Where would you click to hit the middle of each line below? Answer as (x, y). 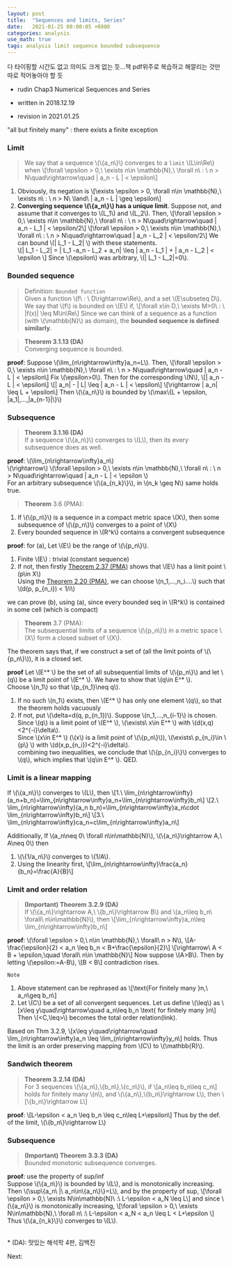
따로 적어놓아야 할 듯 (35, 75)
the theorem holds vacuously (59, 708)
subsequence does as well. (63, 447)
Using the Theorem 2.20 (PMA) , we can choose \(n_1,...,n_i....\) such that (121, 581)
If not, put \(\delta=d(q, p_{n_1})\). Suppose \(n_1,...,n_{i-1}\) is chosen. (117, 715)
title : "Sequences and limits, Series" (67, 20)
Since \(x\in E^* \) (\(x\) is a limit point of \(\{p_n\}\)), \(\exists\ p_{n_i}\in (120, 737)
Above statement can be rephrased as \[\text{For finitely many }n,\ (113, 988)
